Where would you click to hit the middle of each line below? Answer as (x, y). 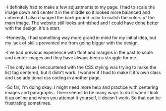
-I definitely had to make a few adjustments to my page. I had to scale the (80, 7)
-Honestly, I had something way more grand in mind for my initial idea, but (81, 37)
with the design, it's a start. (33, 28)
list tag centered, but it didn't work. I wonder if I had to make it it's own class (83, 73)
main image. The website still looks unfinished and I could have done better (82, 23)
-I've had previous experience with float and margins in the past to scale (79, 52)
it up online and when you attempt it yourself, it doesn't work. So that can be (83, 98)
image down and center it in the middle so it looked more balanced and (78, 12)
